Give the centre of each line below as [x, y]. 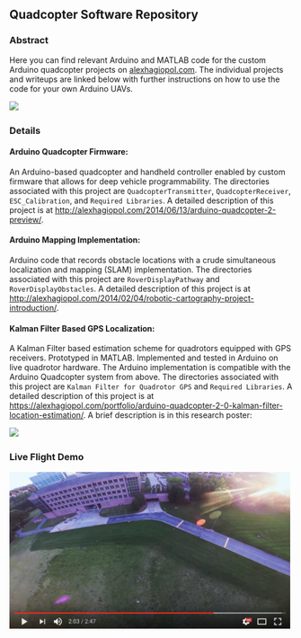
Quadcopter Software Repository [104, 15]
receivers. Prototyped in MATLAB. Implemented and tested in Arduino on [144, 358]
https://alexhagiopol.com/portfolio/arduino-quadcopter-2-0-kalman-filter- [146, 406]
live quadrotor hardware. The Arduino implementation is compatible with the [150, 368]
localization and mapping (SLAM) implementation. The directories [131, 270]
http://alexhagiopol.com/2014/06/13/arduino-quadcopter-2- [166, 209]
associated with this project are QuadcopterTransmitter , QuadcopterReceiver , [150, 191]
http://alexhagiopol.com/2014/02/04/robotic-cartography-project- [132, 298]
